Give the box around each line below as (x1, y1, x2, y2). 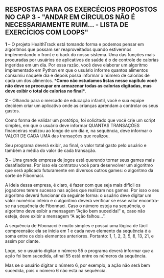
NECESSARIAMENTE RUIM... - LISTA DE (5, 21, 129, 29)
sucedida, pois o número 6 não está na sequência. (5, 267, 107, 273)
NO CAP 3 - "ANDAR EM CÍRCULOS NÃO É (5, 13, 136, 21)
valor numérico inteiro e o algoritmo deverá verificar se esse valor (5, 197, 138, 203)
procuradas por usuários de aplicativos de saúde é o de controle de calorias (5, 57, 159, 63)
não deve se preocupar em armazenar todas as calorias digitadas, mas (5, 83, 152, 88)
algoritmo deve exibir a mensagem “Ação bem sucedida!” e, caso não (5, 208, 145, 214)
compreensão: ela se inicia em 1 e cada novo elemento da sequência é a (5, 228, 151, 234)
